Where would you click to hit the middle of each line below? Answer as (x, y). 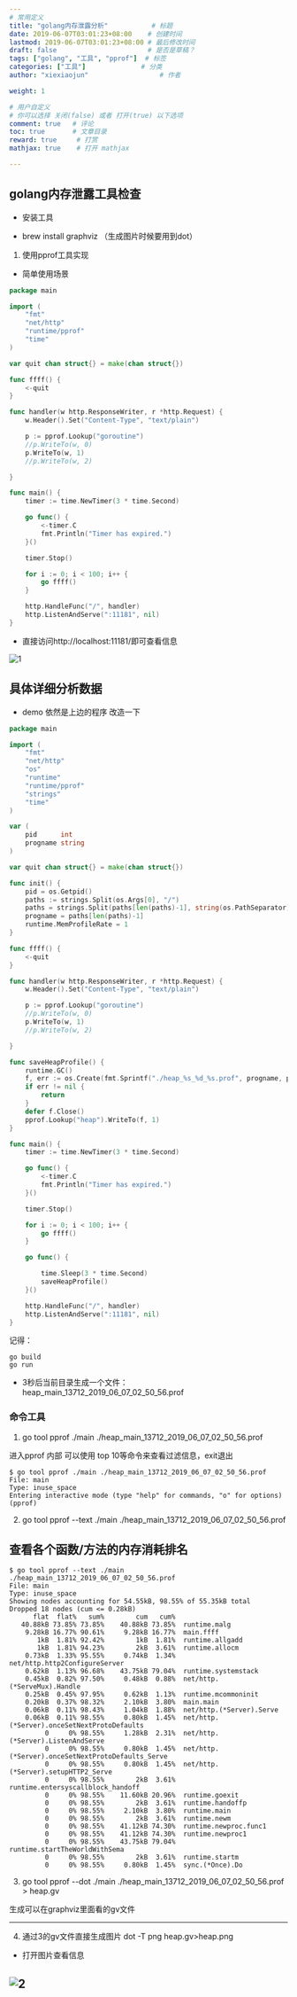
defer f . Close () (55, 1112)
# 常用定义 (27, 17)
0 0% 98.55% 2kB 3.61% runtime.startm (142, 1858)
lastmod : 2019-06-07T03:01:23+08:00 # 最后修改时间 (103, 42)
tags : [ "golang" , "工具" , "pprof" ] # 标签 (88, 59)
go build (25, 1357)
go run (21, 1365)
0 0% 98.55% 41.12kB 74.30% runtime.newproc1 (146, 1834)
